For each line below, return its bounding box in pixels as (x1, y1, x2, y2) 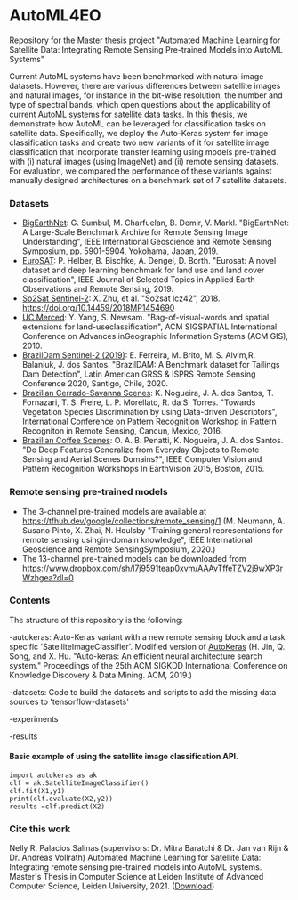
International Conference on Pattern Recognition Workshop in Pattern (21, 416, 278, 427)
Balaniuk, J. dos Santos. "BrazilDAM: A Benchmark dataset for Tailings (21, 360, 280, 370)
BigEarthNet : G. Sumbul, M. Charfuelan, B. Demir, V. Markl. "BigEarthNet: (21, 217, 289, 228)
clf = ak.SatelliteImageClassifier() (9, 779, 149, 788)
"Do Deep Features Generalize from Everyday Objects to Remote (21, 444, 260, 455)
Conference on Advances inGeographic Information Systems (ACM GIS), (21, 331, 289, 342)
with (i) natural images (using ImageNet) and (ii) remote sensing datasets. (9, 156, 278, 166)
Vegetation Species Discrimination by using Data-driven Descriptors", (21, 407, 278, 418)
